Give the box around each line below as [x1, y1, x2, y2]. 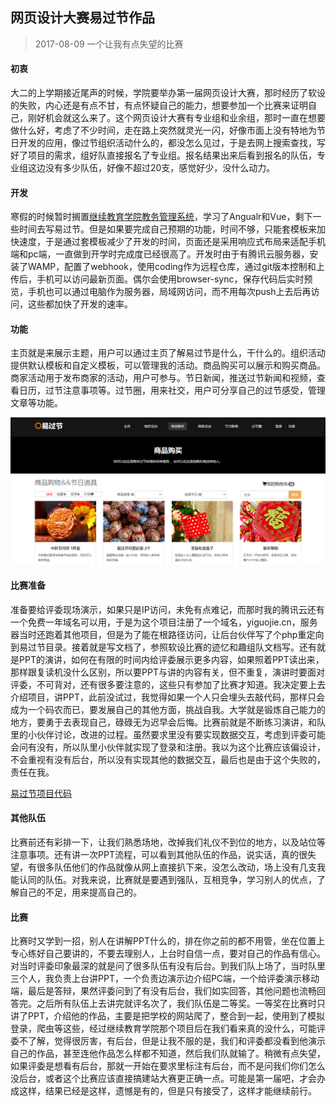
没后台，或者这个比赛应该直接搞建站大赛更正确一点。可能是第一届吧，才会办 [10, 1073, 326, 1085]
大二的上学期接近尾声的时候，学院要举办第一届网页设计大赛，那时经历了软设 [10, 87, 326, 99]
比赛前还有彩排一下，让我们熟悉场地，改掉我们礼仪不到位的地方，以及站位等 [10, 836, 326, 848]
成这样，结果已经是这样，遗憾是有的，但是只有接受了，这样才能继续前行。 [10, 1085, 317, 1097]
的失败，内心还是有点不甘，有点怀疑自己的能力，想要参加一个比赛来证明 [10, 99, 308, 112]
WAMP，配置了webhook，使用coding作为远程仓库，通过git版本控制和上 [27, 261, 325, 273]
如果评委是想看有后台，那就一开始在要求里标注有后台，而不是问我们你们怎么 [10, 1060, 326, 1072]
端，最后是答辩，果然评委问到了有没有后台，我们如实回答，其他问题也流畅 [10, 985, 317, 997]
